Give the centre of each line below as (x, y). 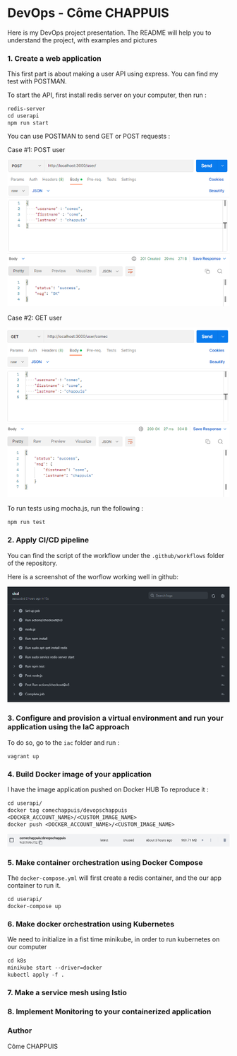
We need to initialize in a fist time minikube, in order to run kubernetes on (114, 939)
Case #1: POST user (36, 150)
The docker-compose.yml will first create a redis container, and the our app (115, 878)
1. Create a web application (55, 58)
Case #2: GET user (35, 318)
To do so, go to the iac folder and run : (63, 742)
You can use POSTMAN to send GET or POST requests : (89, 137)
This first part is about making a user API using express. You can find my (113, 74)
